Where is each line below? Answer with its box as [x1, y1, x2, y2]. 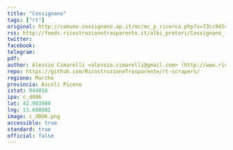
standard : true [7, 126, 51, 133]
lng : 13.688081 [7, 106, 51, 113]
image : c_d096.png [7, 113, 60, 120]
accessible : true [7, 119, 58, 126]
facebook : [7, 42, 36, 49]
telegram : [7, 49, 36, 56]
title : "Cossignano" [7, 10, 67, 17]
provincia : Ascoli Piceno [7, 81, 82, 88]
